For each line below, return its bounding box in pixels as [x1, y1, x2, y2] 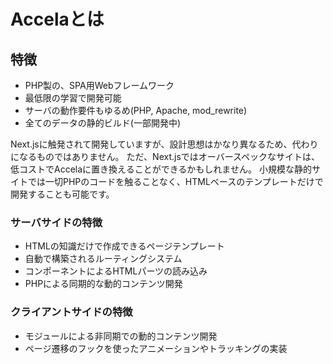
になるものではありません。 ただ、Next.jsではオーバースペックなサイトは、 [10, 151, 320, 162]
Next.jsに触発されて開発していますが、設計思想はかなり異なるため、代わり [10, 138, 319, 150]
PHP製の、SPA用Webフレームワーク [24, 80, 175, 91]
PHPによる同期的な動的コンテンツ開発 [24, 278, 183, 290]
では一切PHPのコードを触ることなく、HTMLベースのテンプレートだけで [27, 176, 324, 187]
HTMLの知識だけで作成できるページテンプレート [24, 240, 225, 252]
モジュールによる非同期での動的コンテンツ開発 [24, 330, 218, 342]
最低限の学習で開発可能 [24, 92, 122, 104]
